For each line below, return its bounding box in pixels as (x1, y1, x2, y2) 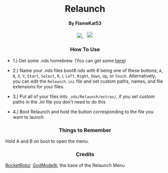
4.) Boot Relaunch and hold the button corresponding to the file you (12, 109, 154, 115)
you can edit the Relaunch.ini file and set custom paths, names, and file (12, 78, 163, 84)
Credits (75, 151, 95, 158)
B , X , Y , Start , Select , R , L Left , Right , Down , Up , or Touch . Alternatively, (12, 73, 156, 79)
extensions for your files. (12, 83, 65, 89)
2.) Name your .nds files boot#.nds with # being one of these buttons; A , (12, 67, 163, 74)
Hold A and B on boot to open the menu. (5, 138, 90, 144)
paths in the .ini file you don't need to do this (12, 98, 106, 105)
